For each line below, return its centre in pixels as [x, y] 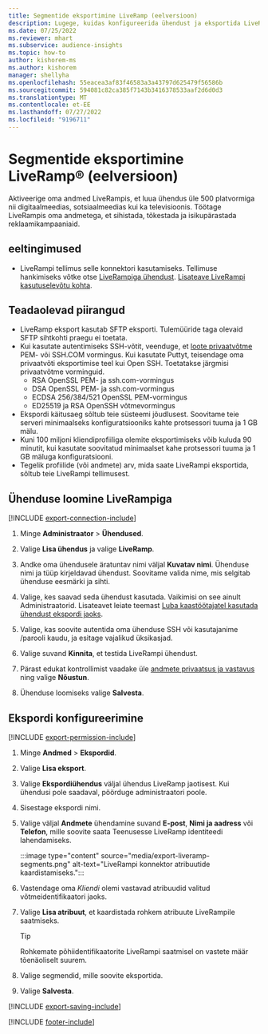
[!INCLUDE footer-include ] [51, 1022]
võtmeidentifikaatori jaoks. [63, 897]
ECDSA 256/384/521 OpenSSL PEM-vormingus [109, 397]
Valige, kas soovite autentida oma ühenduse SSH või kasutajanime [129, 630]
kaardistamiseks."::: [52, 873]
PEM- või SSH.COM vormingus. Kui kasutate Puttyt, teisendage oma [132, 355]
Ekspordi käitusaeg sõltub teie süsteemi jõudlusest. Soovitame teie [129, 414]
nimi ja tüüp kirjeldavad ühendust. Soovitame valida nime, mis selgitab [135, 573]
